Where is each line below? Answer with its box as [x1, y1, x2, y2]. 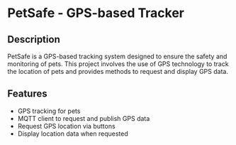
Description [7, 33, 60, 45]
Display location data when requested [17, 129, 129, 138]
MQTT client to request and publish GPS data [17, 114, 150, 122]
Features [7, 87, 47, 100]
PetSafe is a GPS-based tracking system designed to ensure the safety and [7, 52, 227, 60]
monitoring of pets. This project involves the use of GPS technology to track [7, 60, 229, 68]
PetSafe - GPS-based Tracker [7, 5, 184, 21]
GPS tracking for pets [17, 107, 81, 115]
